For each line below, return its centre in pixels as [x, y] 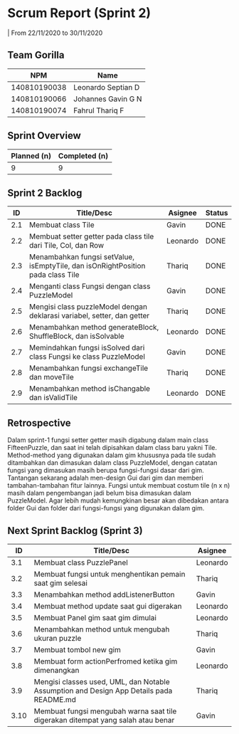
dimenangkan [57, 670]
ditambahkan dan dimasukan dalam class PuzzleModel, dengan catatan [112, 463]
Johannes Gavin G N [108, 99]
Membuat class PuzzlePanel [81, 562]
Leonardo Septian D [107, 87]
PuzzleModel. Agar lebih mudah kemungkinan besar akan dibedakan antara [118, 500]
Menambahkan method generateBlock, [94, 327]
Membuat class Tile [62, 225]
